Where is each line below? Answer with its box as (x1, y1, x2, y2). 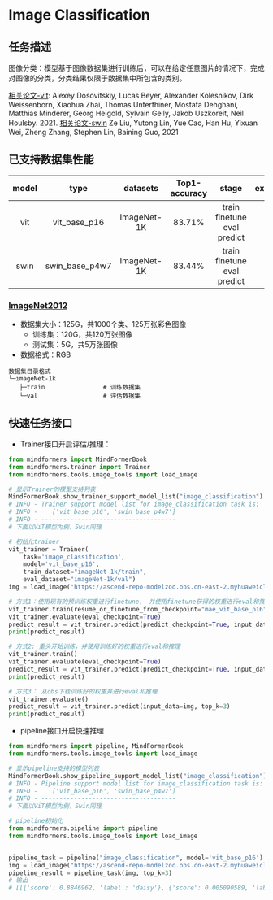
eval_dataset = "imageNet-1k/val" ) (23, 576, 136, 584)
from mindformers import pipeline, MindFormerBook (8, 742, 184, 750)
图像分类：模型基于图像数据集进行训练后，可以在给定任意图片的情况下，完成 (8, 63, 265, 72)
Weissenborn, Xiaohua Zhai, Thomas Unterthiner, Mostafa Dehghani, (8, 100, 239, 109)
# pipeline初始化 (8, 817, 63, 825)
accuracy (170, 187, 208, 198)
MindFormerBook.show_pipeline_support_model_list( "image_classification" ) (8, 772, 267, 780)
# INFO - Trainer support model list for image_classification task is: (8, 500, 260, 509)
